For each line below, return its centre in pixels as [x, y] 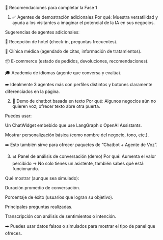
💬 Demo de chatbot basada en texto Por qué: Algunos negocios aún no [84, 101]
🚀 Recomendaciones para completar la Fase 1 [51, 8]
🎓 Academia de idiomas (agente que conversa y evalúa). [63, 73]
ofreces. [14, 233]
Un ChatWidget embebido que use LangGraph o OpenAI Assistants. [74, 125]
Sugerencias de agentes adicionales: [42, 32]
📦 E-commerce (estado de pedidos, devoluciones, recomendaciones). [77, 61]
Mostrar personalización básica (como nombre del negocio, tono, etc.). [77, 135]
